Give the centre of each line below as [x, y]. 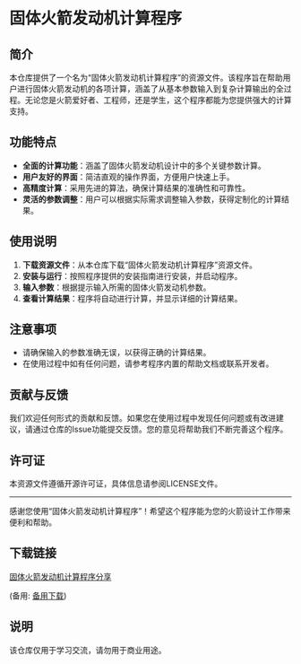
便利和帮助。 [33, 522]
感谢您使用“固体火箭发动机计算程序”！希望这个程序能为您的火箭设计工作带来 [150, 511]
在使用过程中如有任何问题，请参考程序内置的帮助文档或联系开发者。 [148, 363]
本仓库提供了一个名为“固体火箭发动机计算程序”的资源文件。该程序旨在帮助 [146, 78]
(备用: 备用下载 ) [38, 595]
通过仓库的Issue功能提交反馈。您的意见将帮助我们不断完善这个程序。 [160, 429]
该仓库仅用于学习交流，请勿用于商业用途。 [88, 650]
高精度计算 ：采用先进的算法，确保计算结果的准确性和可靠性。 [136, 188]
